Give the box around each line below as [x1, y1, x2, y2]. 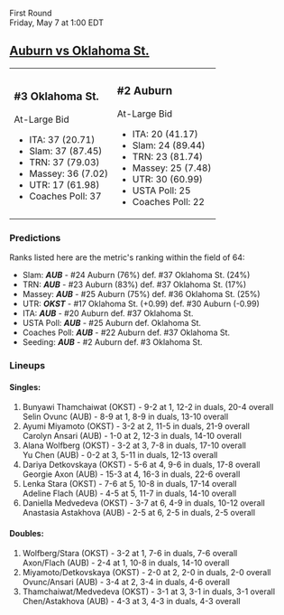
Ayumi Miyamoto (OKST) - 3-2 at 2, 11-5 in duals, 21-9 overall [22, 421, 251, 432]
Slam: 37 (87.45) [29, 144, 103, 157]
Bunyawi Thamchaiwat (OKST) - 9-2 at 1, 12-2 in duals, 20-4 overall [22, 402, 274, 413]
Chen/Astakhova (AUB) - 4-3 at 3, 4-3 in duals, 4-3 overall [22, 596, 241, 607]
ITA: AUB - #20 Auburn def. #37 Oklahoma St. [22, 308, 194, 319]
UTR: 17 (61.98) [29, 178, 100, 191]
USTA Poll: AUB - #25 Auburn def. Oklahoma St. [22, 318, 201, 329]
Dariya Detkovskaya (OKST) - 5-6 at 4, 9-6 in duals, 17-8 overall [22, 460, 261, 471]
